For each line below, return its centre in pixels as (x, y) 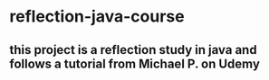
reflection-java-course (97, 17)
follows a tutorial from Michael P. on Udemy (135, 63)
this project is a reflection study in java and (133, 50)
